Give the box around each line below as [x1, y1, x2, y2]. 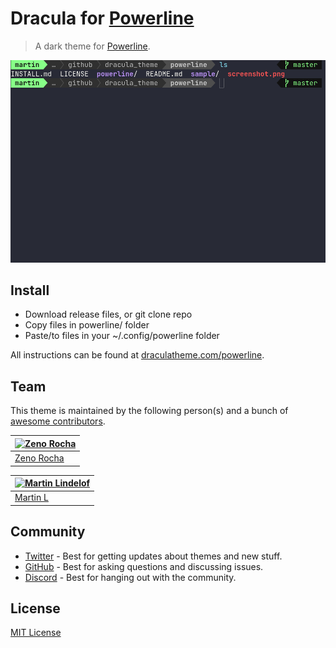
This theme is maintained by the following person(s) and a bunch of [10, 405, 289, 417]
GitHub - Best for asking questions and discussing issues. [24, 560, 264, 572]
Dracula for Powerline [10, 7, 195, 30]
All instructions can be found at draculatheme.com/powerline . [10, 349, 265, 361]
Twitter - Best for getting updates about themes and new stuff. [24, 550, 283, 562]
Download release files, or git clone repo [24, 308, 193, 321]
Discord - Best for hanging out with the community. [24, 571, 237, 583]
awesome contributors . [10, 415, 106, 427]
